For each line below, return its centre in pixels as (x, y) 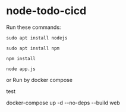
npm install (21, 58)
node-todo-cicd (46, 11)
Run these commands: (34, 27)
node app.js (21, 69)
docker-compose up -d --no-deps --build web (63, 103)
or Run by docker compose (40, 80)
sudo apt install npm (33, 48)
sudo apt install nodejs (37, 38)
